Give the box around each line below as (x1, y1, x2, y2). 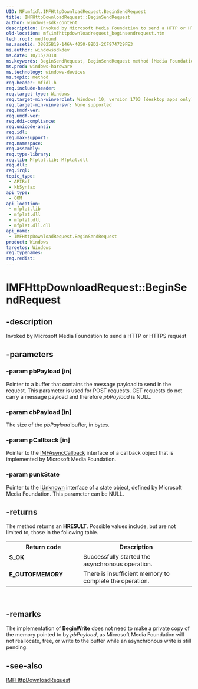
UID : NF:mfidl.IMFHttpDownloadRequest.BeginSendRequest (6, 8, 146, 15)
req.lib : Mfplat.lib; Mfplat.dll (6, 157, 88, 163)
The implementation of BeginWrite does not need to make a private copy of (6, 625, 190, 632)
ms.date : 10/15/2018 (6, 53, 57, 58)
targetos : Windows (6, 244, 51, 251)
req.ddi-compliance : (6, 119, 57, 124)
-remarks (6, 609, 41, 619)
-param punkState (6, 470, 60, 478)
